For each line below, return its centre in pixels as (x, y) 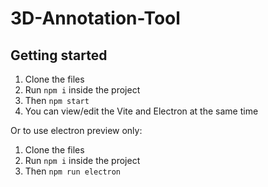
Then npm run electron (73, 171)
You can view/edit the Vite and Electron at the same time (141, 111)
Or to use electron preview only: (76, 130)
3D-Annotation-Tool (95, 18)
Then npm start (57, 100)
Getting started (59, 55)
